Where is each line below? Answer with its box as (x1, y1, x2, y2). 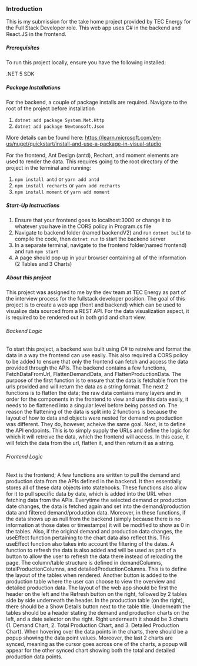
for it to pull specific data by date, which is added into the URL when (6, 490, 172, 497)
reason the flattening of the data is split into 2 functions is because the (6, 408, 178, 416)
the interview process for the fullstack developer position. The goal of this (6, 295, 185, 302)
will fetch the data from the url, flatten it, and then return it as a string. (6, 440, 175, 447)
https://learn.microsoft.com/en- (85, 134, 162, 141)
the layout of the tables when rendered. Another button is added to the (6, 571, 178, 579)
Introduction (6, 5, 42, 13)
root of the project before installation (6, 105, 95, 112)
